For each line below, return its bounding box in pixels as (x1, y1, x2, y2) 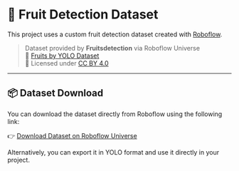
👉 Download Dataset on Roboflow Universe (7, 131, 137, 140)
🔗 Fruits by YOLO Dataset (24, 51, 100, 60)
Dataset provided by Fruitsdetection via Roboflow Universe (24, 43, 201, 52)
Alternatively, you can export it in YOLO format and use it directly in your (7, 147, 219, 156)
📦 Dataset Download (7, 87, 104, 99)
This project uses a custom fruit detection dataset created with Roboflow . (7, 30, 223, 38)
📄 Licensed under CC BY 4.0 (24, 58, 109, 67)
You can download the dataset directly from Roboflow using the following (7, 110, 223, 118)
